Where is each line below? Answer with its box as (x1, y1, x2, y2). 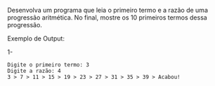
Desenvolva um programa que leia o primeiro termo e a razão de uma (7, 6, 209, 14)
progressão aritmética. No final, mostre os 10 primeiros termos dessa (7, 13, 207, 22)
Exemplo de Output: (7, 34, 65, 43)
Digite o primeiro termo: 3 (7, 62, 90, 69)
